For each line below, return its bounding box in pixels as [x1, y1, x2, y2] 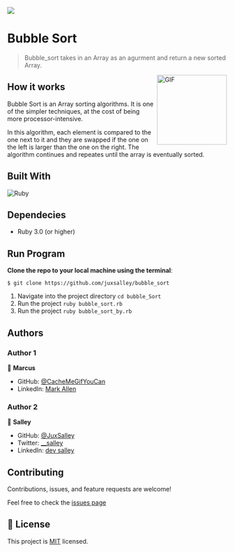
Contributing [7, 466, 64, 478]
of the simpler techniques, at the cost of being [7, 107, 140, 115]
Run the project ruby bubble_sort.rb [17, 300, 123, 308]
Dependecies [7, 209, 66, 221]
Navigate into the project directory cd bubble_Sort [17, 292, 162, 300]
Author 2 [7, 401, 38, 411]
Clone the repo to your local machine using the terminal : [7, 266, 173, 275]
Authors [7, 327, 44, 339]
